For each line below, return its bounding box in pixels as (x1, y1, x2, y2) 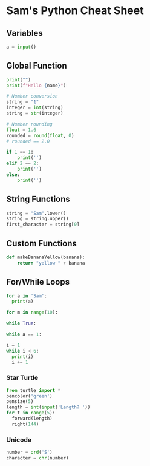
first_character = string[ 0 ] (6, 221, 80, 228)
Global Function (6, 61, 68, 71)
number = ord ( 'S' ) (6, 450, 53, 456)
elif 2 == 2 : (6, 160, 39, 167)
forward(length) (11, 416, 53, 422)
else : (6, 171, 20, 178)
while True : (6, 320, 36, 326)
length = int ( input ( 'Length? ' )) (6, 404, 91, 410)
